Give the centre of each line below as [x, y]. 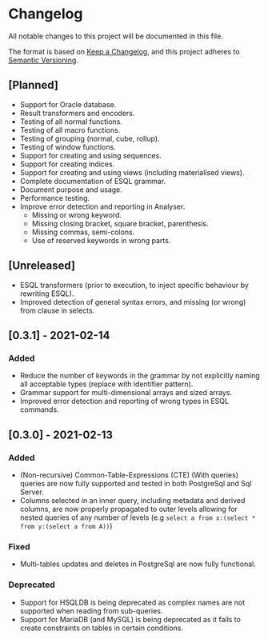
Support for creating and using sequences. [90, 155]
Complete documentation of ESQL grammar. [93, 181]
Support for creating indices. [67, 164]
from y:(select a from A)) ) [66, 525]
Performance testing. [55, 198]
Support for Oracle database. [68, 104]
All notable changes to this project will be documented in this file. [116, 36]
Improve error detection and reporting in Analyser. [102, 206]
